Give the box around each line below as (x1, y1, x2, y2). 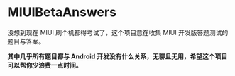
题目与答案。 (7, 37, 45, 46)
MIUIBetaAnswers (7, 4, 117, 20)
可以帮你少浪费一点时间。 (7, 61, 82, 69)
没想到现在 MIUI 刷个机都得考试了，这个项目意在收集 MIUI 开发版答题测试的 (7, 28, 229, 37)
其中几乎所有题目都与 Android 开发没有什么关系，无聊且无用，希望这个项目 (7, 52, 228, 61)
